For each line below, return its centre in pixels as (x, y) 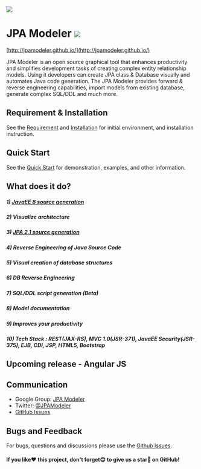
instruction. (20, 134)
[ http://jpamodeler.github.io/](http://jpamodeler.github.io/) (78, 50)
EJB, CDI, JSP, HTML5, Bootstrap (63, 345)
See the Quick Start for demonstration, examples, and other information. (96, 167)
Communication (37, 385)
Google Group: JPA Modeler (50, 399)
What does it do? (39, 186)
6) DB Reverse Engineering (41, 278)
